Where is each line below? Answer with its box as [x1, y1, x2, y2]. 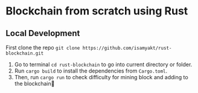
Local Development [5, 28, 80, 38]
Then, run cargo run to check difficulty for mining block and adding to [14, 74, 188, 80]
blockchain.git [5, 50, 44, 56]
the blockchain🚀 [14, 80, 55, 87]
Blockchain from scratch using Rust [5, 4, 188, 18]
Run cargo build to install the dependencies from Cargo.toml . [14, 67, 168, 74]
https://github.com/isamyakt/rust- [82, 45, 172, 51]
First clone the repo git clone [5, 44, 80, 51]
